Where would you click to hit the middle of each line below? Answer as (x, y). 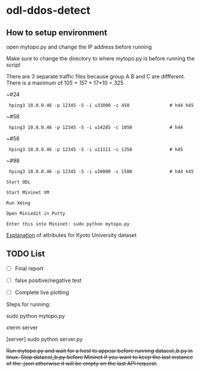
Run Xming (19, 203)
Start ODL (19, 182)
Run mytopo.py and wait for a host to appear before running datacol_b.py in (100, 351)
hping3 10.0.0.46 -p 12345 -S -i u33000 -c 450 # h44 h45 (101, 105)
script (13, 65)
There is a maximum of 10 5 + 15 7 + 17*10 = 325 (65, 83)
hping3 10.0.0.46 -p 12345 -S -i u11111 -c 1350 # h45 (96, 150)
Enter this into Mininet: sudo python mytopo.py (68, 224)
